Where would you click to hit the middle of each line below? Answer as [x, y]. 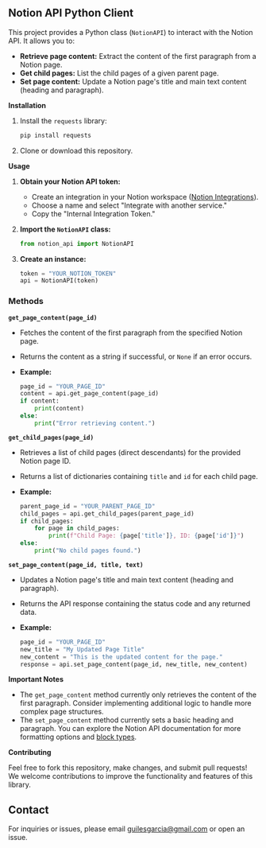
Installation [27, 105]
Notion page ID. [45, 461]
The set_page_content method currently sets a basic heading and [127, 720]
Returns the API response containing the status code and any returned [135, 603]
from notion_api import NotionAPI [77, 243]
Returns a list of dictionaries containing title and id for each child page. [139, 476]
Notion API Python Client [71, 13]
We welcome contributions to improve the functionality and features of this [131, 776]
